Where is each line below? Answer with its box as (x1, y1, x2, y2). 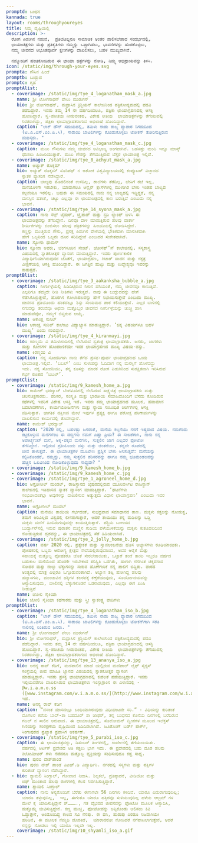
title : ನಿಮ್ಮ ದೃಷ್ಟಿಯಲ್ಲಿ (6, 25, 50, 31)
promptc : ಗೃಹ (6, 80, 37, 86)
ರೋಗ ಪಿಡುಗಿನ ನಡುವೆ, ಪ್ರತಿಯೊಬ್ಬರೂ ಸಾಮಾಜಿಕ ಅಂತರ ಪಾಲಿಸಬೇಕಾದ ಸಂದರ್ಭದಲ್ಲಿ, (11, 36, 151, 42)
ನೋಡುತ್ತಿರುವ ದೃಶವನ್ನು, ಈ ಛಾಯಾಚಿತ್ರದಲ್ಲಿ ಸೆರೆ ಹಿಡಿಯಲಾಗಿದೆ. (21, 531, 125, 537)
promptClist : (6, 377, 38, 383)
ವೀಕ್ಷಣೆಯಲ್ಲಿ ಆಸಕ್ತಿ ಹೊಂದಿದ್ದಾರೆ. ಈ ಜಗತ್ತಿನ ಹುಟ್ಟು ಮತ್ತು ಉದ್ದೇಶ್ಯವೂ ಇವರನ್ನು (21, 261, 149, 267)
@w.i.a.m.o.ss (21, 684, 57, 691)
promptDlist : (6, 602, 38, 608)
